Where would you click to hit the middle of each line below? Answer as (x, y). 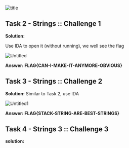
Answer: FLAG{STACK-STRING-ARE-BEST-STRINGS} (62, 113)
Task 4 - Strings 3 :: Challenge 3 (57, 129)
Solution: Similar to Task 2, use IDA (42, 93)
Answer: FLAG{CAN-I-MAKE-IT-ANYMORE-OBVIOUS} (64, 65)
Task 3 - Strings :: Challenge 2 (54, 81)
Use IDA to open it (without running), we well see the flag (65, 46)
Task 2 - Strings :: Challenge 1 (53, 24)
